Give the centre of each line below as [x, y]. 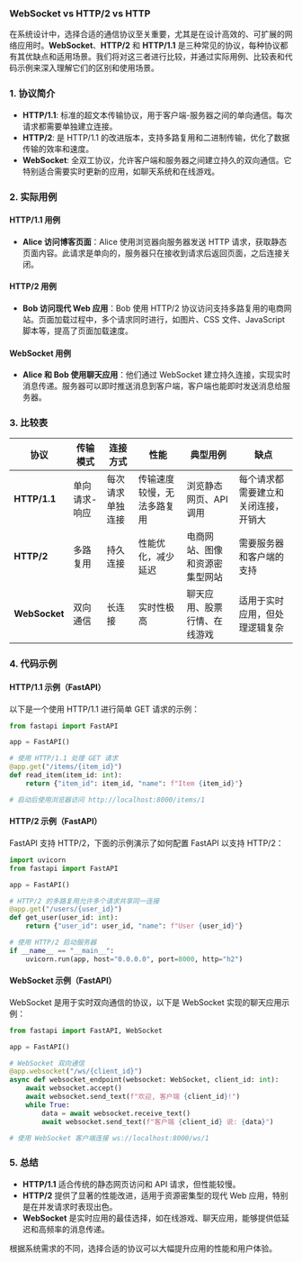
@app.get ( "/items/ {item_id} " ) [66, 767]
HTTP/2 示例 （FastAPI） [56, 822]
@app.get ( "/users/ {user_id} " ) [66, 909]
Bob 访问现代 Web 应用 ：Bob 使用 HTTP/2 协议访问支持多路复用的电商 [153, 308]
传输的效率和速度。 [58, 149]
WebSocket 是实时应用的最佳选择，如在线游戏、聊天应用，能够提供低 [151, 1218]
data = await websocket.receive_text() [116, 1113]
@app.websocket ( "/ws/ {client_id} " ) [76, 1071]
